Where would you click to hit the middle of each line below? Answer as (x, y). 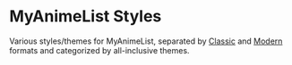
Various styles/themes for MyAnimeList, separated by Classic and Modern (146, 41)
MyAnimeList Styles (86, 16)
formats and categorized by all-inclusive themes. (99, 50)
